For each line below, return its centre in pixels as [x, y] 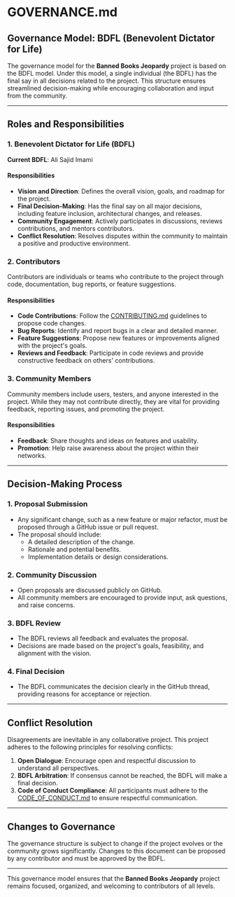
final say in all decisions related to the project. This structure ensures [107, 81]
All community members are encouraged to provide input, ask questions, [122, 598]
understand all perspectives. [58, 768]
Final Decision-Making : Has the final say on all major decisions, [110, 206]
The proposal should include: [59, 534]
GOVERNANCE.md [62, 12]
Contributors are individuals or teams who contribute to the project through [115, 277]
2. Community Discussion [52, 574]
